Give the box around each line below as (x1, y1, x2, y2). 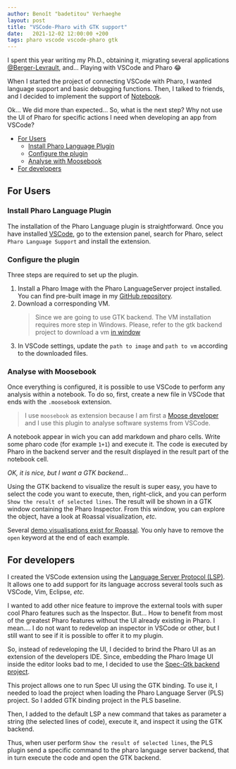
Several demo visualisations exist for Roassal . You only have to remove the (7, 526, 224, 535)
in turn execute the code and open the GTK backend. (7, 753, 161, 762)
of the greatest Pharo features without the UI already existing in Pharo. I (7, 617, 216, 625)
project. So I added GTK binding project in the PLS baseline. (7, 696, 181, 705)
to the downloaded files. (17, 349, 88, 358)
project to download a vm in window (35, 328, 141, 337)
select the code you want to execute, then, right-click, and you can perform (7, 490, 227, 498)
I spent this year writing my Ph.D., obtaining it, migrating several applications (7, 56, 230, 64)
